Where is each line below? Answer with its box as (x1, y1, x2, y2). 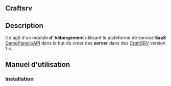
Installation (5, 75, 34, 82)
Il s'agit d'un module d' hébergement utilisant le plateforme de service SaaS (5, 35, 166, 41)
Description (5, 21, 43, 30)
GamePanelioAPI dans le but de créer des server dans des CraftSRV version (5, 40, 166, 46)
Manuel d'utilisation (5, 60, 70, 69)
